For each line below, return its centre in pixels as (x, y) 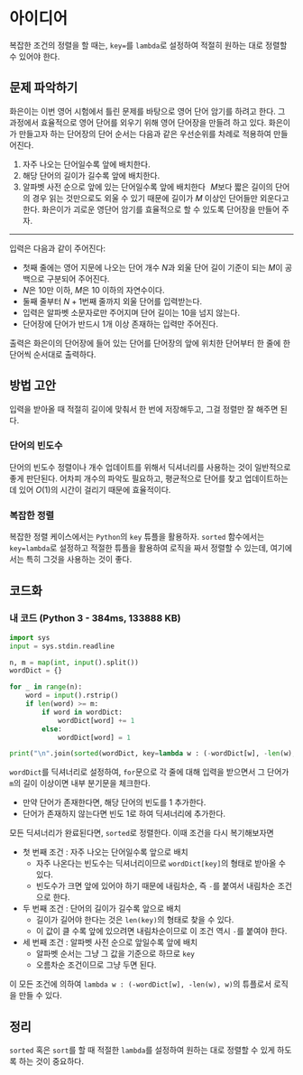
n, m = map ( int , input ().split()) (74, 663)
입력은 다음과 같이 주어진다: (58, 248)
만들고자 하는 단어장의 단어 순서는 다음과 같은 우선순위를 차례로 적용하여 (145, 134)
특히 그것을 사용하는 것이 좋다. (79, 560)
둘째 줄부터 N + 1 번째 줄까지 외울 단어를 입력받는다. (112, 301)
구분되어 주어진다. (78, 278)
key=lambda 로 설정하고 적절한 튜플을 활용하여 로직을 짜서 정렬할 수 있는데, (139, 548)
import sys (30, 637)
